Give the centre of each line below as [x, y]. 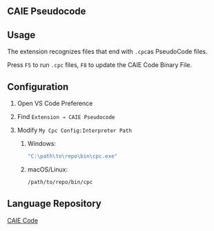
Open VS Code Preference [55, 104]
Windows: [42, 144]
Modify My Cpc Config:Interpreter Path [75, 130]
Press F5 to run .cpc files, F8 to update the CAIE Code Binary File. [99, 65]
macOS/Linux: [47, 169]
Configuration [38, 87]
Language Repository [54, 204]
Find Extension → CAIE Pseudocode [66, 117]
